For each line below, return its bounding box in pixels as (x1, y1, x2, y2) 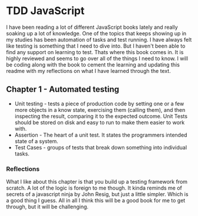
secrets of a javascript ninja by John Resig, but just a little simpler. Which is (6, 191, 189, 198)
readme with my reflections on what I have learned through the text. (6, 67, 171, 74)
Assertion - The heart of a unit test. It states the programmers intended (14, 131, 187, 138)
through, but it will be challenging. (6, 203, 89, 210)
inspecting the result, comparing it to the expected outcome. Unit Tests (14, 112, 187, 119)
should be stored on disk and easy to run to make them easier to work (14, 119, 185, 126)
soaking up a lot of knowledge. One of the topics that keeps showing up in (6, 29, 187, 36)
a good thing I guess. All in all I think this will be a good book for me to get (6, 197, 186, 204)
